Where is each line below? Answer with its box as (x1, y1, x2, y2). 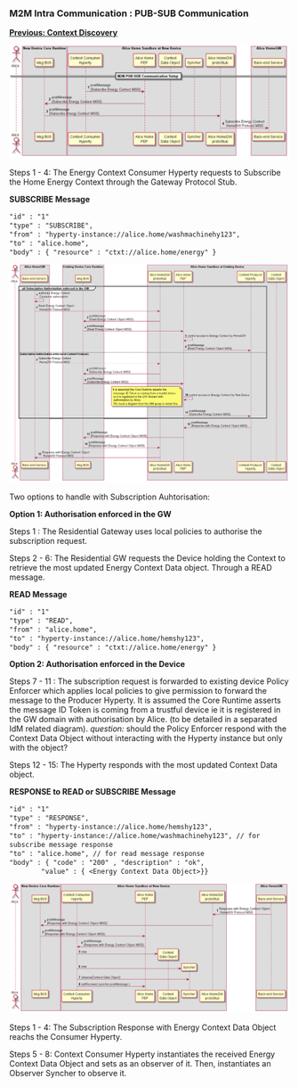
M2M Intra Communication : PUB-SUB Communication (9, 7, 249, 20)
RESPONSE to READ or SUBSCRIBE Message (9, 786, 176, 797)
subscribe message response (9, 841, 114, 850)
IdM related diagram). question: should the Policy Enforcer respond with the (9, 723, 287, 734)
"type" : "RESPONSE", (9, 814, 90, 823)
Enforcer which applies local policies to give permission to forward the (9, 686, 267, 696)
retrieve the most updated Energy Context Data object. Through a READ (9, 563, 273, 573)
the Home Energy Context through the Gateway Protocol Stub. (9, 177, 238, 187)
